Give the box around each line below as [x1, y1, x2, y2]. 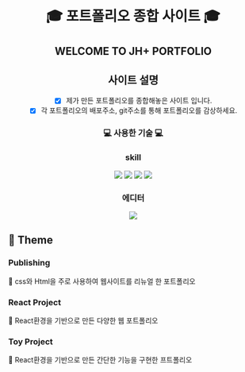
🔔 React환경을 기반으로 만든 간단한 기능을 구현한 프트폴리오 [8, 355, 193, 365]
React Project [8, 296, 62, 308]
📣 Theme [8, 234, 54, 247]
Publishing [8, 258, 51, 269]
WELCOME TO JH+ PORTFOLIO [54, 45, 212, 58]
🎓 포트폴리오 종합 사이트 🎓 [46, 7, 220, 25]
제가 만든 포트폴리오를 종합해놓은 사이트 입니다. [66, 96, 212, 106]
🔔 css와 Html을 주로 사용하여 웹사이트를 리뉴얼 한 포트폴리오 [8, 276, 196, 286]
